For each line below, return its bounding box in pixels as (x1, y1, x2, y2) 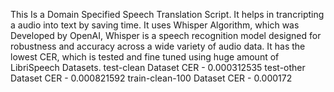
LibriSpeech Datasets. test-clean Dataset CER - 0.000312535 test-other (10, 62, 306, 73)
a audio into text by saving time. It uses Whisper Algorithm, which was (10, 19, 300, 31)
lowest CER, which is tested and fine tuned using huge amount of (10, 51, 280, 63)
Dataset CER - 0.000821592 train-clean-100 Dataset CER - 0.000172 (10, 72, 293, 84)
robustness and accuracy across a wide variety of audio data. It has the (10, 40, 306, 52)
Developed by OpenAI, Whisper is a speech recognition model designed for (10, 30, 322, 41)
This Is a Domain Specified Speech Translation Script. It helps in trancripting (10, 9, 325, 20)
